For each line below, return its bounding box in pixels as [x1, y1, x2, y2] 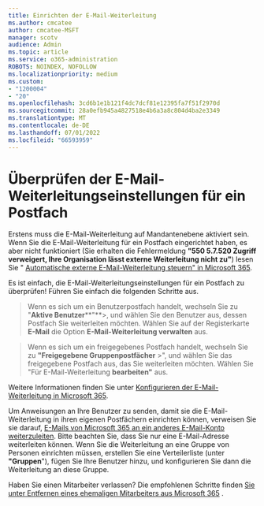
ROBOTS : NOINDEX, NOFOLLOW [8, 63, 97, 71]
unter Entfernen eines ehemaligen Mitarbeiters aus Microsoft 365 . [8, 489, 225, 498]
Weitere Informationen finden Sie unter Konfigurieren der [8, 383, 193, 393]
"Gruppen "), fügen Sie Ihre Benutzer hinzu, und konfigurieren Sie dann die [8, 456, 251, 466]
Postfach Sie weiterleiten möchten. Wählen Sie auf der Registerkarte [27, 318, 250, 328]
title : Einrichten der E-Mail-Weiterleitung [8, 11, 157, 20]
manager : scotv [8, 33, 58, 42]
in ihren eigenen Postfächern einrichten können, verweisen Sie [53, 415, 257, 424]
